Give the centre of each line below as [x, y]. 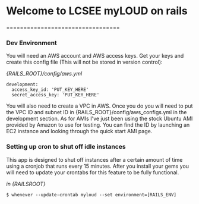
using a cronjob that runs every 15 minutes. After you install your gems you [97, 166]
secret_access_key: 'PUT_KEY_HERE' [56, 95]
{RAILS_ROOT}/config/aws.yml [44, 74]
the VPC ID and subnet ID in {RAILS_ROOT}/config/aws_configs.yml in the [97, 112]
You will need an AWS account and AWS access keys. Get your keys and [95, 56]
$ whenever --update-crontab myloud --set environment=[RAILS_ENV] [91, 194]
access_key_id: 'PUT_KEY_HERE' [50, 90]
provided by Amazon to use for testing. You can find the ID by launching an [98, 125]
